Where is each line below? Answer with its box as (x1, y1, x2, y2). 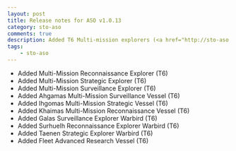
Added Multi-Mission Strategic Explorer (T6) (17, 76, 147, 85)
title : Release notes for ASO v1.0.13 (7, 17, 122, 24)
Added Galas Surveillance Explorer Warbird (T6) (17, 114, 158, 122)
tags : (7, 43, 23, 50)
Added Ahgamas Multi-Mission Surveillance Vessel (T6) (17, 91, 180, 99)
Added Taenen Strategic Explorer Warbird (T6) (17, 128, 153, 138)
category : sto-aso (7, 23, 61, 30)
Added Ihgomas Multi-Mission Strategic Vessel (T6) (17, 99, 168, 107)
